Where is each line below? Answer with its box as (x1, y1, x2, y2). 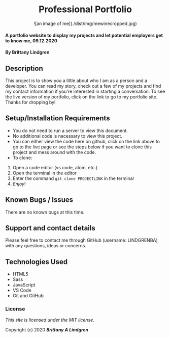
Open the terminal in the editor (12, 170, 77, 176)
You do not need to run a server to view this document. (12, 127, 128, 134)
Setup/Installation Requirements (5, 114, 110, 123)
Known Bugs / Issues (5, 195, 74, 204)
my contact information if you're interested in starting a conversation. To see (5, 88, 165, 94)
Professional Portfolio (39, 4, 132, 15)
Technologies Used (5, 257, 67, 266)
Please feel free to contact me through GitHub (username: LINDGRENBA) (5, 237, 158, 243)
